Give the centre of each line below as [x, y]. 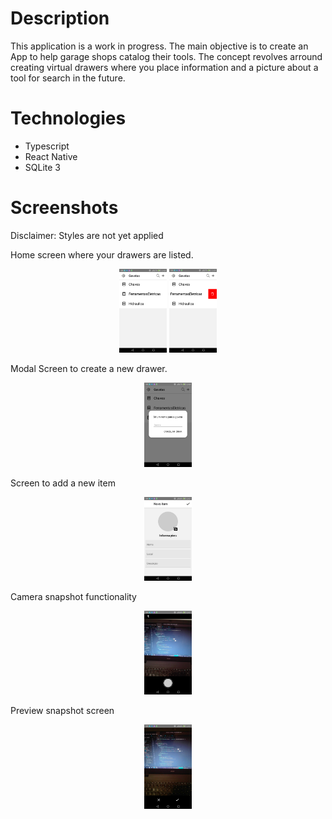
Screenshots [64, 208]
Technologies [68, 118]
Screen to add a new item [63, 483]
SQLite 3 [42, 167]
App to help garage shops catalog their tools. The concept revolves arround [166, 56]
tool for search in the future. [68, 78]
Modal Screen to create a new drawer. [89, 369]
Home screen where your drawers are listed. [102, 254]
